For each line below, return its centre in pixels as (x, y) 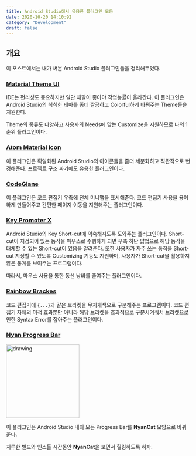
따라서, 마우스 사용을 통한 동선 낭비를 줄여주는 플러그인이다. (74, 276)
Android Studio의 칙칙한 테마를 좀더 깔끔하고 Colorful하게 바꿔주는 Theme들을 (97, 105)
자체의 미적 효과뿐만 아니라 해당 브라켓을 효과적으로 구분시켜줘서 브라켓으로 (103, 312)
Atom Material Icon (34, 147)
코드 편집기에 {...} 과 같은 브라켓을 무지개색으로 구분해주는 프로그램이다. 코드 (94, 305)
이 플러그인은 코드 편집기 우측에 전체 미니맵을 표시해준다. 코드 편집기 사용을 (92, 197)
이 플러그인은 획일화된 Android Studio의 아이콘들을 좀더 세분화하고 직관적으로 (95, 161)
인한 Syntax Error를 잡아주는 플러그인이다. (55, 319)
